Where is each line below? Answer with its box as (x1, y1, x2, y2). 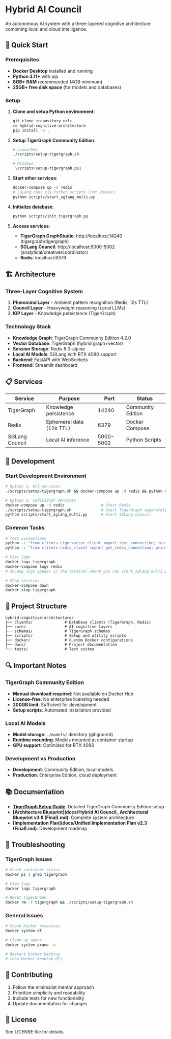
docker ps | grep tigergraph (5, 872, 67, 877)
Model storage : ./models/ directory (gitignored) (12, 732, 113, 738)
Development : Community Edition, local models (12, 766, 113, 773)
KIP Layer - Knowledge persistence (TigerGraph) (12, 311, 116, 317)
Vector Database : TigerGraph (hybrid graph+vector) (12, 340, 123, 346)
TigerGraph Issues (5, 855, 52, 863)
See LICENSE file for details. (5, 1029, 65, 1035)
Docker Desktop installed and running (12, 68, 93, 74)
